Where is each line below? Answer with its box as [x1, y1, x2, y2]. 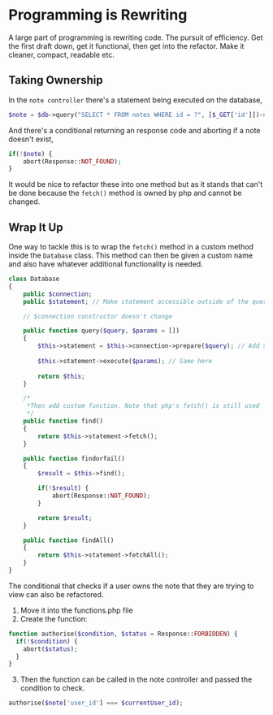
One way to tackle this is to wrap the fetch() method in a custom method [8, 242, 254, 252]
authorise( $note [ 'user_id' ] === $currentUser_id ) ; [8, 699, 184, 708]
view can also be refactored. [8, 589, 104, 599]
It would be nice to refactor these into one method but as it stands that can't [8, 180, 263, 189]
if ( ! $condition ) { [15, 637, 79, 645]
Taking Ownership [8, 73, 103, 87]
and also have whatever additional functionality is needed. [8, 259, 203, 269]
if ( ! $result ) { [37, 484, 89, 492]
